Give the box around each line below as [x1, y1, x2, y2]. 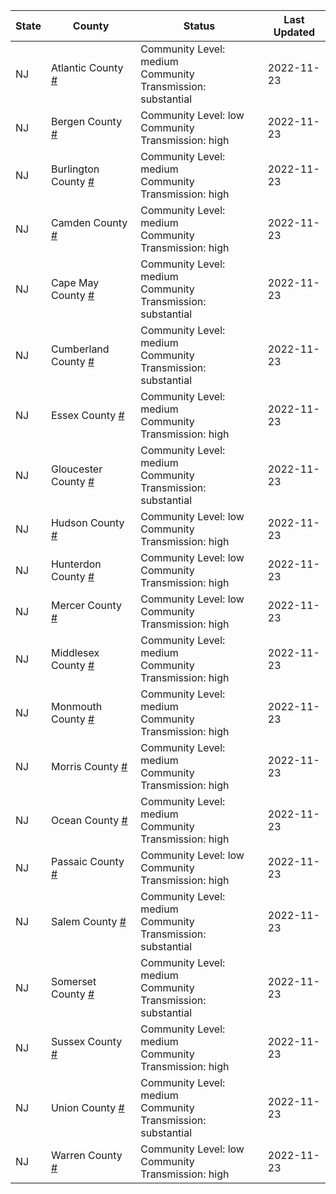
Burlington [50, 162, 100, 176]
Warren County [50, 1149, 123, 1162]
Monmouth [50, 700, 103, 713]
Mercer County [50, 599, 122, 612]
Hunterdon [50, 557, 102, 571]
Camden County [50, 216, 128, 229]
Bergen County [50, 115, 123, 128]
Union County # [50, 1101, 125, 1114]
